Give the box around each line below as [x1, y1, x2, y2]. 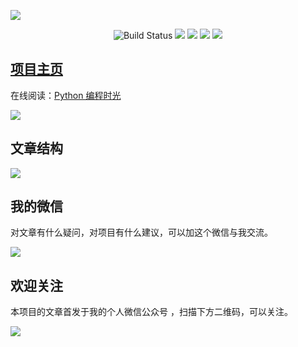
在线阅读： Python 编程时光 [10, 89, 122, 101]
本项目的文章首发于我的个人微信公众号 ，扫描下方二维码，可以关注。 [10, 306, 293, 318]
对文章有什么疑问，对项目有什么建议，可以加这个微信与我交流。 [10, 226, 273, 239]
